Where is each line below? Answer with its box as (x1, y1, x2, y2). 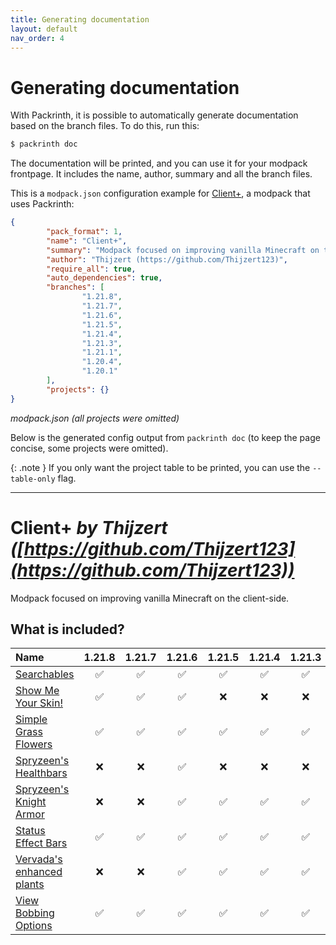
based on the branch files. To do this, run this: (10, 120, 200, 132)
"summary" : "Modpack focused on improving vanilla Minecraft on (46, 245, 320, 255)
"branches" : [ (46, 282, 105, 293)
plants (15, 877, 45, 891)
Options (15, 919, 53, 933)
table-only (10, 474, 56, 484)
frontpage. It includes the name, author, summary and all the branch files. (10, 168, 313, 180)
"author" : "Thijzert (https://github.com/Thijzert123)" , (46, 254, 288, 265)
